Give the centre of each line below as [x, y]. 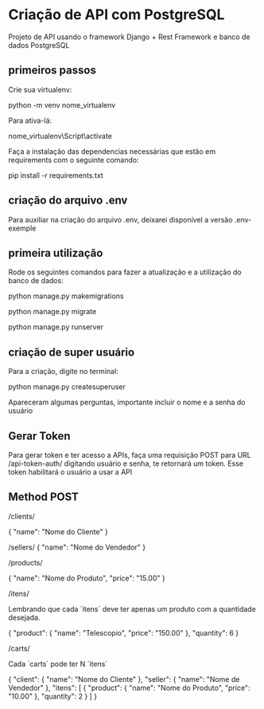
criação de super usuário [72, 352]
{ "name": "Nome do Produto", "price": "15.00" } [87, 578]
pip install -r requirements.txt [56, 175]
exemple [22, 228]
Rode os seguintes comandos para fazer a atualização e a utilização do [125, 272]
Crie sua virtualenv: [40, 89]
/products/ [25, 562]
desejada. [25, 617]
